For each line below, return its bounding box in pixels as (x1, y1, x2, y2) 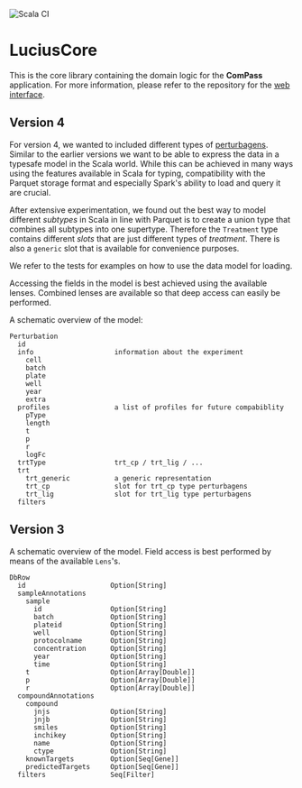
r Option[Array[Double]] (25, 683, 196, 692)
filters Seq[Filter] (17, 770, 155, 779)
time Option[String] (32, 659, 168, 669)
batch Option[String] (32, 612, 168, 621)
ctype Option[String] (32, 747, 168, 756)
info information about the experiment (17, 347, 244, 356)
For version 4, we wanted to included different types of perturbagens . (9, 139, 269, 150)
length (25, 418, 50, 427)
